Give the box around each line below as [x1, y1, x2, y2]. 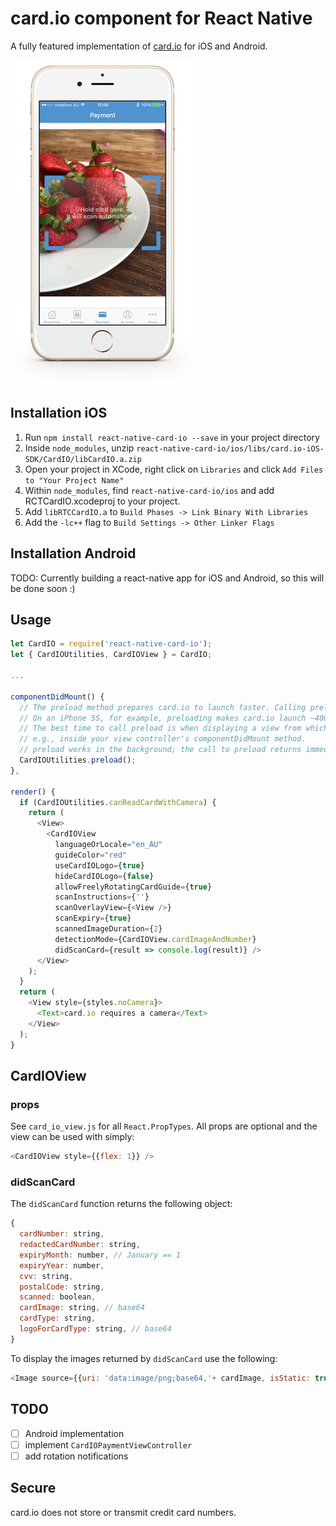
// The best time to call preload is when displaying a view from [19, 723, 302, 734]
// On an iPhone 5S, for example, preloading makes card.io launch [19, 713, 307, 723]
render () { [10, 787, 56, 797]
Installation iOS [10, 405, 108, 422]
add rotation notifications [24, 1450, 129, 1462]
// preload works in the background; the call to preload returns [19, 745, 302, 755]
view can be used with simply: [10, 1131, 135, 1143]
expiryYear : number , [19, 1260, 105, 1271]
